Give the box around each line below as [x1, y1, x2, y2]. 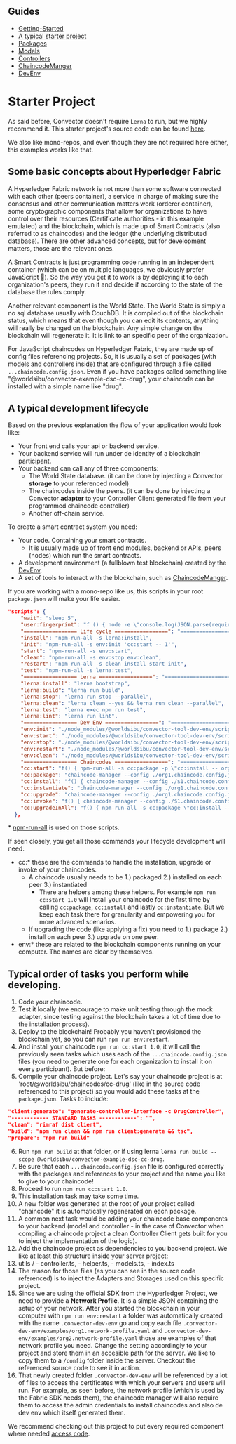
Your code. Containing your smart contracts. [18, 537, 146, 545]
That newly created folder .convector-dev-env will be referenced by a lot [18, 1371, 228, 1379]
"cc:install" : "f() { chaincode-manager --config [20, 778, 169, 785]
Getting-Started [18, 24, 64, 32]
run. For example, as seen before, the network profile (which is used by [18, 1386, 225, 1394]
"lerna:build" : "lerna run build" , [20, 686, 125, 694]
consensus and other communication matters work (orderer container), [8, 199, 213, 208]
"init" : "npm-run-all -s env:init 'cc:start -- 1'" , [20, 641, 178, 648]
